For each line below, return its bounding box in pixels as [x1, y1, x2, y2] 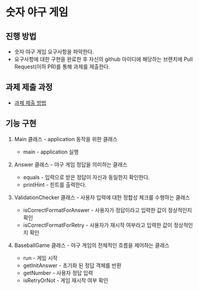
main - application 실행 [23, 148, 79, 155]
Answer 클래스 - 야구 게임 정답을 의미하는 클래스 [14, 161, 128, 168]
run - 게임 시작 [23, 254, 58, 261]
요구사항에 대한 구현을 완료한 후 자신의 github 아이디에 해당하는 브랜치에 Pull [14, 56, 193, 63]
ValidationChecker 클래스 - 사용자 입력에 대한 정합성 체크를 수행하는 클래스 [14, 194, 190, 201]
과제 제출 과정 [5, 82, 53, 93]
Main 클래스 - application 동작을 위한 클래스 [14, 135, 118, 142]
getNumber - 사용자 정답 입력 [23, 269, 94, 276]
